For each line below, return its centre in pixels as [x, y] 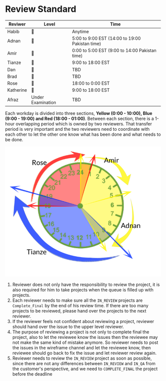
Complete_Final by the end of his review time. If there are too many [80, 305]
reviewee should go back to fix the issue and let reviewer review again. [84, 353]
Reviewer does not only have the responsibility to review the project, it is [86, 284]
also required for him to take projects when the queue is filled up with [83, 290]
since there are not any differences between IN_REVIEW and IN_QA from [84, 363]
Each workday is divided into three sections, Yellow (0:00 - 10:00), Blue [79, 113]
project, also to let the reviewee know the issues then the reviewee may [85, 337]
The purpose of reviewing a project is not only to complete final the [81, 332]
